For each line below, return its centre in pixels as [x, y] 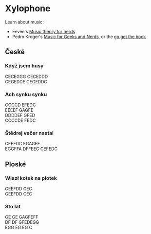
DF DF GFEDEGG [22, 222]
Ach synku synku [26, 94]
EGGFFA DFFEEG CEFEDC [31, 149]
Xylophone [28, 9]
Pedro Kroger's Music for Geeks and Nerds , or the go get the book [79, 37]
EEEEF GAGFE [19, 110]
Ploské [16, 164]
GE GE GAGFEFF [22, 217]
